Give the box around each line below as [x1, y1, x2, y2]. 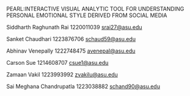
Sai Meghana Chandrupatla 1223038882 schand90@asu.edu [6, 83, 161, 90]
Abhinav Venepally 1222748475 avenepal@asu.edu [6, 47, 136, 54]
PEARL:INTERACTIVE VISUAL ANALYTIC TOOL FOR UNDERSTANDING [6, 6, 185, 12]
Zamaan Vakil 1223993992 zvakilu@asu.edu [6, 71, 118, 78]
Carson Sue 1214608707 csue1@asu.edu [6, 59, 109, 66]
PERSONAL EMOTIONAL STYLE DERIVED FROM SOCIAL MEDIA [6, 12, 167, 19]
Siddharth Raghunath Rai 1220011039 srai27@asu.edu [6, 24, 142, 31]
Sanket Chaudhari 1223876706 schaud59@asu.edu [6, 35, 136, 42]
